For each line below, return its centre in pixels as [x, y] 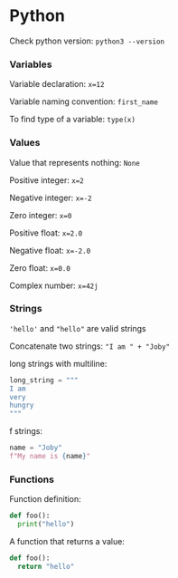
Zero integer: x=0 [41, 215]
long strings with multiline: [58, 363]
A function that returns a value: [67, 541]
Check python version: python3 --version [87, 41]
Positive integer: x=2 [47, 180]
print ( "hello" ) [46, 525]
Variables [31, 64]
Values [25, 143]
